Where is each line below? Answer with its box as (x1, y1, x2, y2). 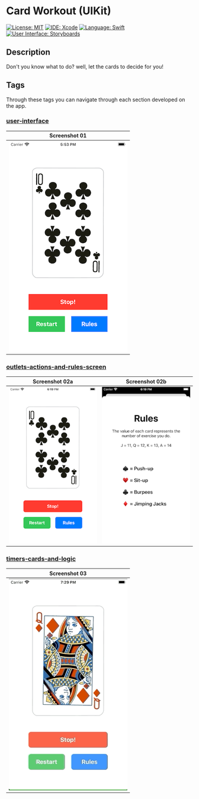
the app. (6, 102, 27, 109)
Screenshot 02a (32, 378, 73, 385)
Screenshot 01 (49, 132, 87, 139)
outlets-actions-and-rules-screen (6, 363, 107, 371)
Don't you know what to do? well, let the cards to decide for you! (6, 63, 164, 70)
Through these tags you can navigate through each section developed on (6, 96, 185, 103)
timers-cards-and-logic (6, 554, 76, 563)
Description (6, 47, 50, 57)
